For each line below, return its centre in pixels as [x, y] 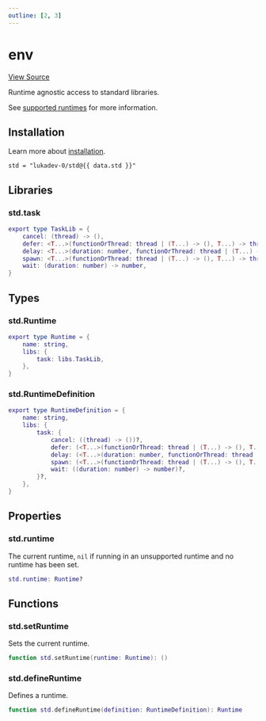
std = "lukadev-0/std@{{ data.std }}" [72, 166]
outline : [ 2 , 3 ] [35, 15]
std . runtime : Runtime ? [46, 579]
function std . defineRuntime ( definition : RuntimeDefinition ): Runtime [125, 710]
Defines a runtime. [38, 696]
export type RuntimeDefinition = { [67, 410]
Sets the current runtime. [49, 643]
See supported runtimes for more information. [83, 107]
